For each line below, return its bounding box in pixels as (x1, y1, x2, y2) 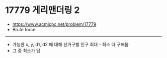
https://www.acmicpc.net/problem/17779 (12, 21, 96, 27)
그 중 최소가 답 (12, 48, 41, 54)
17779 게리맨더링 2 (5, 4, 80, 16)
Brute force (12, 26, 36, 32)
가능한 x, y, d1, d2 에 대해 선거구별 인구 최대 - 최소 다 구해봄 (12, 41, 129, 47)
